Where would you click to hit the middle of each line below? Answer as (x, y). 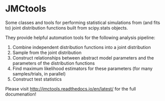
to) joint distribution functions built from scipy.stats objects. (67, 27)
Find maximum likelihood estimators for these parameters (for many (82, 68)
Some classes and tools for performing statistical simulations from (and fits (83, 22)
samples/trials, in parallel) (39, 73)
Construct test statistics (37, 79)
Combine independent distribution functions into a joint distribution (82, 47)
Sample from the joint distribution (47, 52)
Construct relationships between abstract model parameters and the (83, 57)
